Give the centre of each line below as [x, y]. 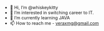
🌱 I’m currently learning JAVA [40, 18]
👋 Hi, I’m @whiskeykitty [34, 8]
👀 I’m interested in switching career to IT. [52, 13]
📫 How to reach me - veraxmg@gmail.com [54, 23]
